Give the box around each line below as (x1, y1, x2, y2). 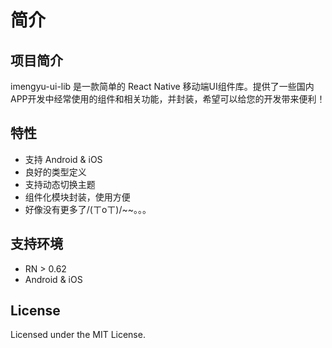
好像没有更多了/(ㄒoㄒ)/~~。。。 (24, 203, 152, 215)
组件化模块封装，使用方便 (24, 191, 131, 203)
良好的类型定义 (24, 166, 87, 178)
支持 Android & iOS (24, 153, 103, 165)
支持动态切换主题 (24, 178, 96, 190)
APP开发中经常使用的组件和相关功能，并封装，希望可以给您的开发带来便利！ (10, 93, 326, 105)
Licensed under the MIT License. (10, 329, 146, 341)
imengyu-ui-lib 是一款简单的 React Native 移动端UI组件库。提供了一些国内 (10, 81, 315, 92)
